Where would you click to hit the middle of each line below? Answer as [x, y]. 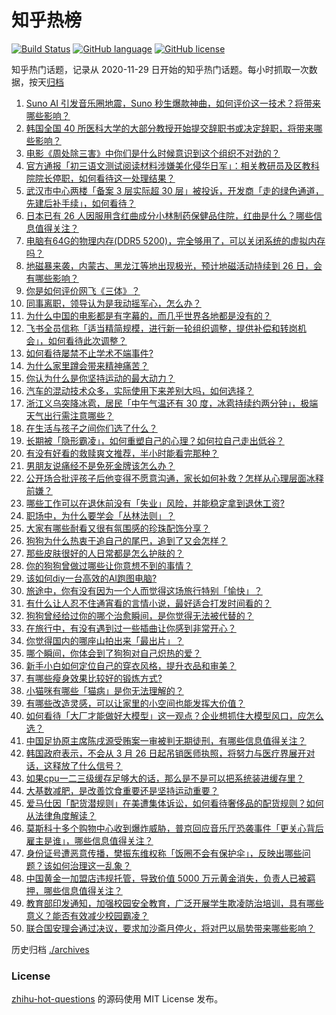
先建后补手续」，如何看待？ [80, 203]
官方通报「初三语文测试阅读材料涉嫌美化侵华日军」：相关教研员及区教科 [172, 165]
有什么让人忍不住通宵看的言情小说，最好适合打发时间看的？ [148, 603]
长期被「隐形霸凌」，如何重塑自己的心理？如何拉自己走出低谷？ [155, 440]
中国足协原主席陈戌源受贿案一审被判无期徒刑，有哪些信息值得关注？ [166, 740]
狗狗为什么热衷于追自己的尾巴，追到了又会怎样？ [126, 540]
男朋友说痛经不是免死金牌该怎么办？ [100, 465]
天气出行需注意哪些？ [69, 415]
